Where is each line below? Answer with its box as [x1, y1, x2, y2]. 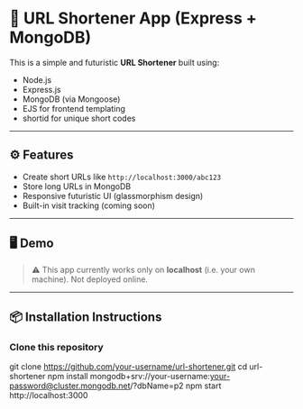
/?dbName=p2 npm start [130, 380, 222, 391]
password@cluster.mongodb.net [9, 380, 131, 391]
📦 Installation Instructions [9, 309, 162, 324]
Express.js [22, 84, 61, 95]
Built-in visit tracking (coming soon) [22, 200, 156, 211]
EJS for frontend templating [22, 103, 126, 114]
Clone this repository [9, 341, 104, 353]
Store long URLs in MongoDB [22, 180, 132, 192]
